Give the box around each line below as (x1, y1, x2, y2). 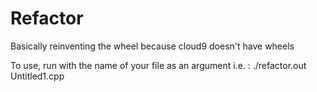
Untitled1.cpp (10, 70, 65, 82)
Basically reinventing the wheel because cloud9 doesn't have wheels (10, 40, 295, 52)
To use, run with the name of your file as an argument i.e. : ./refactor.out (10, 59, 307, 71)
